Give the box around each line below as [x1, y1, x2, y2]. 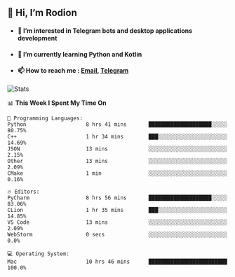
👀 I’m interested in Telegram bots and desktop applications [17, 26, 193, 35]
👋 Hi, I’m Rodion [7, 7, 77, 19]
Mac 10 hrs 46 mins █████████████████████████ [7, 258, 228, 265]
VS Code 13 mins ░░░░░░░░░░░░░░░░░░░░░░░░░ [7, 218, 228, 226]
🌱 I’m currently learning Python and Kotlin [17, 50, 142, 58]
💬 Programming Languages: [7, 115, 83, 122]
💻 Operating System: [7, 250, 70, 257]
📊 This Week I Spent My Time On [7, 99, 107, 107]
